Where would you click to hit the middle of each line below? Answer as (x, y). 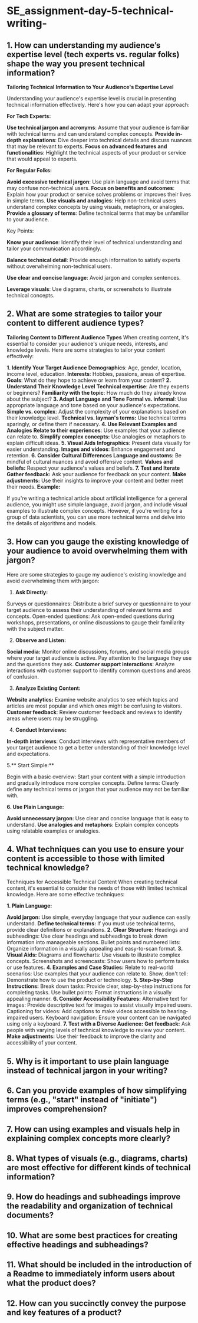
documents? (30, 1215)
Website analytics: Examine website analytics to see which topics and (93, 699)
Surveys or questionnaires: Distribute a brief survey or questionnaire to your (99, 604)
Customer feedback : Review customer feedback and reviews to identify (94, 712)
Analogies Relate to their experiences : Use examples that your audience (96, 430)
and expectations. (29, 754)
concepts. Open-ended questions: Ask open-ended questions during (90, 616)
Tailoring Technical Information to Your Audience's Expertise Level (90, 87)
